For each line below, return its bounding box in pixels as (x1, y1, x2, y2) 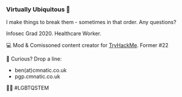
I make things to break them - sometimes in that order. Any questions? (6, 19, 177, 26)
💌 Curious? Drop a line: (6, 55, 62, 62)
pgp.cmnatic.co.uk (14, 73, 61, 80)
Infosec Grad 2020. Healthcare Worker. (6, 30, 102, 37)
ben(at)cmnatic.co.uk (14, 67, 67, 74)
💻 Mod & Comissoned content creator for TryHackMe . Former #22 (6, 42, 169, 49)
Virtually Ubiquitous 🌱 (6, 5, 71, 14)
